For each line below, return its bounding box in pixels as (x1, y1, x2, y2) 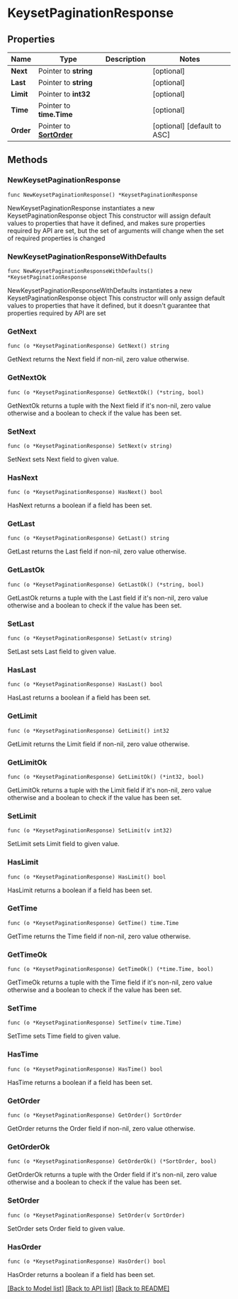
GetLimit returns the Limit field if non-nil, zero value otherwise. (7, 739, 190, 748)
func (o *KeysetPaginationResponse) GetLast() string (7, 535, 170, 542)
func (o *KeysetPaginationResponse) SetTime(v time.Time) (7, 1019, 182, 1027)
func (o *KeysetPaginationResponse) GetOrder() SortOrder (7, 1112, 182, 1119)
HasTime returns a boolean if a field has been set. (7, 1078, 153, 1086)
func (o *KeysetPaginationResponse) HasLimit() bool (7, 873, 166, 880)
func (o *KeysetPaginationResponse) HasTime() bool (7, 1065, 163, 1073)
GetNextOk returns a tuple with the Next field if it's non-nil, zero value (7, 401, 211, 410)
